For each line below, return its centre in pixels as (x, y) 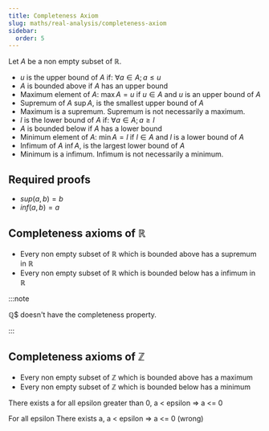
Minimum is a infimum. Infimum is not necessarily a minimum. (122, 154)
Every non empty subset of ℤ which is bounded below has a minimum (135, 387)
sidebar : (23, 30)
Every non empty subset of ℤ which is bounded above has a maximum (136, 377)
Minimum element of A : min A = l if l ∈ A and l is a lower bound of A (132, 137)
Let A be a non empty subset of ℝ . (65, 62)
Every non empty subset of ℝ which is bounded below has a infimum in (137, 273)
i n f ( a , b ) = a (40, 207)
